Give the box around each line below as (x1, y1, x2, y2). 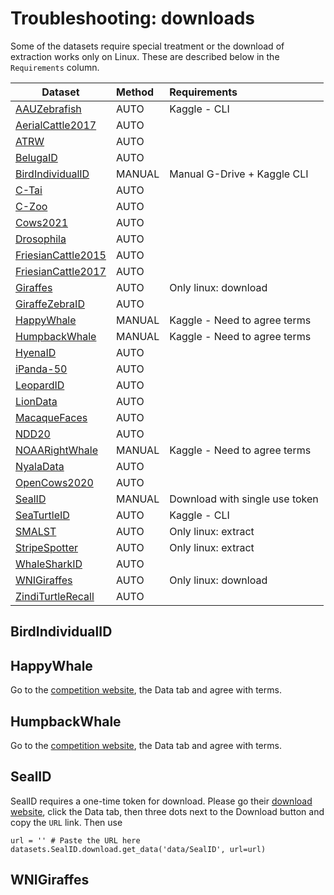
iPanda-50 (15, 362, 68, 376)
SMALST (15, 524, 57, 538)
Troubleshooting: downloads (10, 7, 256, 30)
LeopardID (15, 378, 65, 392)
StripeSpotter (15, 540, 78, 554)
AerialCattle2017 (15, 118, 97, 132)
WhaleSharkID (15, 557, 83, 571)
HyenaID (15, 345, 57, 359)
